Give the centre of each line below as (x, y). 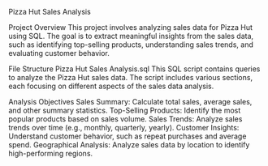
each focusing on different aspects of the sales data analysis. (111, 86)
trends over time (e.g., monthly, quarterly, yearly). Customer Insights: (124, 128)
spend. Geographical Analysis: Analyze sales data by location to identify (129, 145)
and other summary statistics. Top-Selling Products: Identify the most (125, 110)
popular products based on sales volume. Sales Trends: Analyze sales (125, 119)
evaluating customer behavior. (59, 53)
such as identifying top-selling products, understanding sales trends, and (131, 45)
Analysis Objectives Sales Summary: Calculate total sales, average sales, (130, 102)
